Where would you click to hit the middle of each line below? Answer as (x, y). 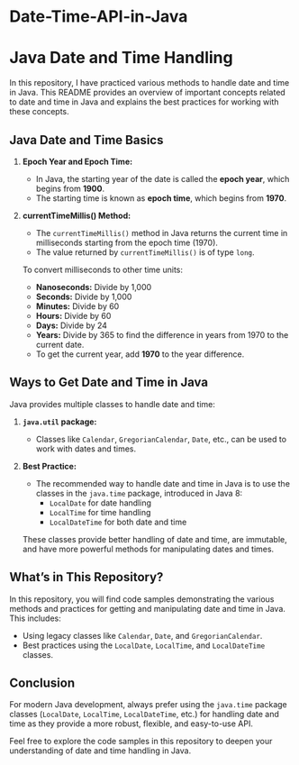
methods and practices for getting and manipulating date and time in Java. (148, 608)
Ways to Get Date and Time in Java (109, 382)
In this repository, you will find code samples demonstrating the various (142, 599)
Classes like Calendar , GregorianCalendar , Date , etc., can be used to (161, 439)
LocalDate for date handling (100, 503)
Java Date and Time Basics (86, 140)
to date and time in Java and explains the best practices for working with (144, 102)
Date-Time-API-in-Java (99, 17)
